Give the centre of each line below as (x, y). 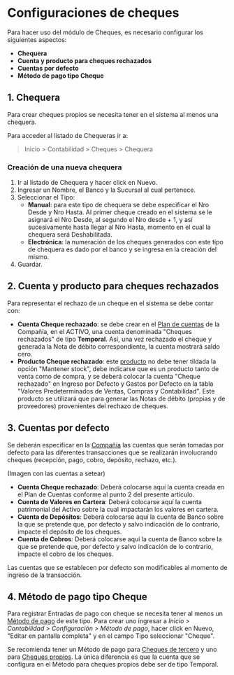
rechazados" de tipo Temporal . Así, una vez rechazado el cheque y (114, 339)
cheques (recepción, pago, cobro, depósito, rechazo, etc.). (92, 459)
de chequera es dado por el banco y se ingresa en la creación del (122, 249)
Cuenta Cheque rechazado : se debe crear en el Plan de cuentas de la (118, 324)
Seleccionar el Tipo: (46, 197)
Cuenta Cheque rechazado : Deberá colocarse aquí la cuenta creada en (121, 487)
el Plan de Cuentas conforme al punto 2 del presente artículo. (105, 494)
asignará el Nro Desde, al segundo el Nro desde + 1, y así (110, 220)
